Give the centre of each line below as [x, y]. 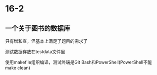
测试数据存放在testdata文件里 [35, 52]
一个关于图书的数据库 [38, 28]
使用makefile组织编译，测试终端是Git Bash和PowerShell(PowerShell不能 [78, 62]
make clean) [18, 68]
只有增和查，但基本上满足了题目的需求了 [46, 41]
